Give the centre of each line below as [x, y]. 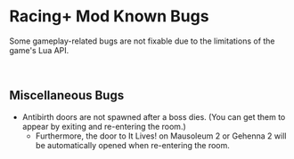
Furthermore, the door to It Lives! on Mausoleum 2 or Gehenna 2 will [161, 136]
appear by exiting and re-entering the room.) [104, 126]
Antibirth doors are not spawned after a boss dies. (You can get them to [154, 116]
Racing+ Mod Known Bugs [109, 16]
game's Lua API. [39, 50]
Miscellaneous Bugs [67, 95]
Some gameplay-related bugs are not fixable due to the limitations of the [142, 41]
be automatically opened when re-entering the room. [132, 145]
